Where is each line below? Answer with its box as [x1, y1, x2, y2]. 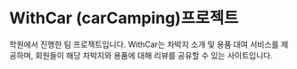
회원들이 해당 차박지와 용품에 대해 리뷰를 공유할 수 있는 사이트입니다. [35, 50, 274, 60]
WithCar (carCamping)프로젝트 [9, 8, 239, 28]
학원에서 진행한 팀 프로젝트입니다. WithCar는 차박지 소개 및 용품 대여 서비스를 [9, 39, 279, 50]
